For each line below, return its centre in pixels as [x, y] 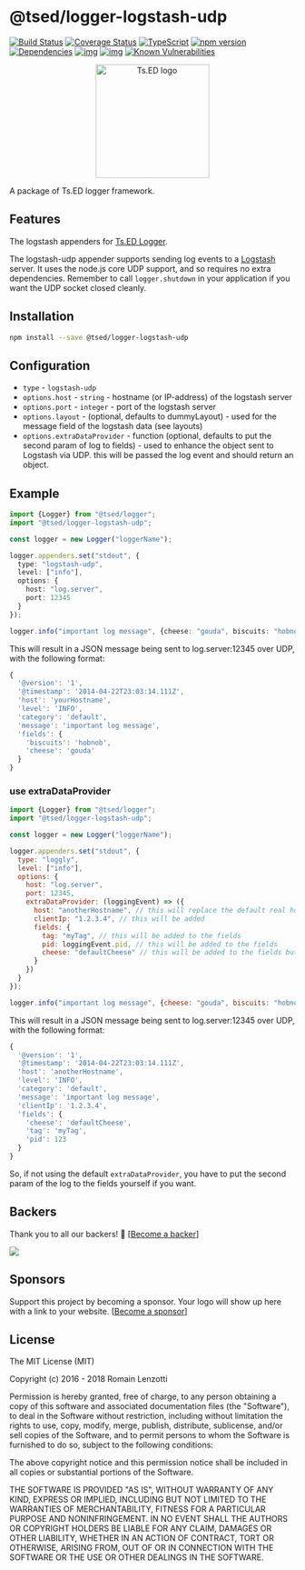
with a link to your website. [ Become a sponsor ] [98, 1311]
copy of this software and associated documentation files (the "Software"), [150, 1406]
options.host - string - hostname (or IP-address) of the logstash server [157, 397]
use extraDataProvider [60, 791]
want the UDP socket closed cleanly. [78, 287]
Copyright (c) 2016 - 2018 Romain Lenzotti [89, 1379]
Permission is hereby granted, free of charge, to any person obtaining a [143, 1396]
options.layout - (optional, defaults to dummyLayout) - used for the [149, 416]
